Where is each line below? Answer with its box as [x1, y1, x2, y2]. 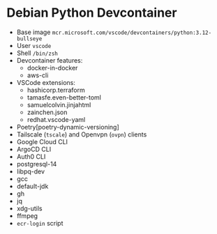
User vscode [16, 41, 52, 49]
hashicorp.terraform [27, 86, 85, 94]
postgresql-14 [16, 159, 57, 168]
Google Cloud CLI [16, 137, 68, 146]
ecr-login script [16, 219, 63, 227]
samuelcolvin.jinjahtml [27, 100, 91, 109]
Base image [16, 28, 51, 36]
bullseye [16, 35, 43, 42]
